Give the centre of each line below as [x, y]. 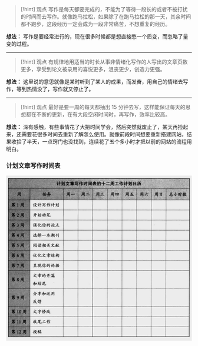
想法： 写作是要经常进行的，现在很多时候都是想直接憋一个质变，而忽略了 [95, 36]
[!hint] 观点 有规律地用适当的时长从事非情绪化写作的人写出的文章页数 [104, 62]
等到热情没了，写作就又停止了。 [55, 89]
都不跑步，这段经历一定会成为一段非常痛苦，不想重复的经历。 [95, 24]
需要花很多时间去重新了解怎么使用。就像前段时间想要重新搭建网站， [104, 134]
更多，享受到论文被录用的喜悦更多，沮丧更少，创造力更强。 [93, 69]
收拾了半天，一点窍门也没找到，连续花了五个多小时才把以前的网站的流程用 [101, 142]
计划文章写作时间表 [33, 165]
